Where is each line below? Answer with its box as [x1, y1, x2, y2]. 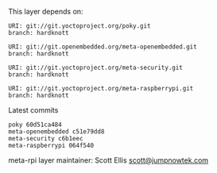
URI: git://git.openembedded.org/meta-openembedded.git [8, 43, 197, 51]
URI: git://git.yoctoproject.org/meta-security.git [8, 63, 183, 71]
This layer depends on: [8, 7, 83, 16]
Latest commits [8, 106, 59, 114]
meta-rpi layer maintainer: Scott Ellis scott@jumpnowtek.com [8, 156, 209, 165]
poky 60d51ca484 [8, 121, 62, 129]
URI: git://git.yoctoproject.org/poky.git [8, 22, 151, 30]
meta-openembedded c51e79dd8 [8, 128, 105, 136]
